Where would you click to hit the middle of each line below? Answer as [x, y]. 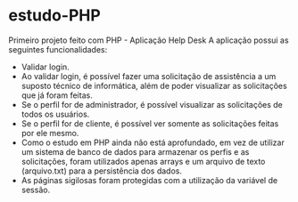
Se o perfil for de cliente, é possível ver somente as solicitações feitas [150, 123]
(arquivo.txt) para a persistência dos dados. [101, 171]
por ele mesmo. [50, 133]
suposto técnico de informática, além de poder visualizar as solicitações [154, 85]
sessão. [36, 190]
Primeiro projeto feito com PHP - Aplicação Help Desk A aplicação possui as [149, 40]
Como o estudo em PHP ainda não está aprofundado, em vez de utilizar [153, 142]
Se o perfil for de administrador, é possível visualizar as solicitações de [152, 104]
